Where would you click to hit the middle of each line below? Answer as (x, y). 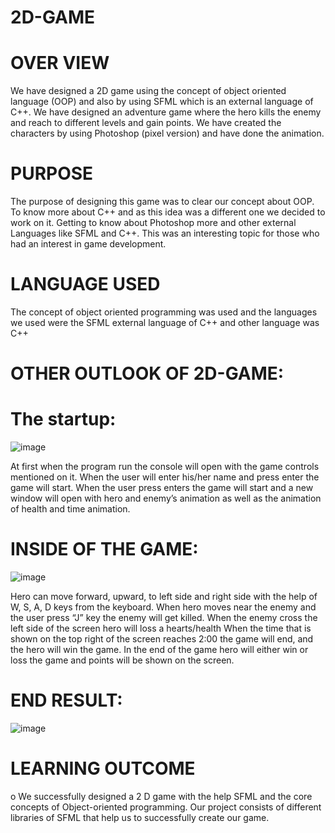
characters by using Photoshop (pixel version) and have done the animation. (167, 133)
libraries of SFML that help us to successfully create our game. (140, 817)
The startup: (63, 419)
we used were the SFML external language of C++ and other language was (165, 322)
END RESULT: (66, 700)
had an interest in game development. (88, 244)
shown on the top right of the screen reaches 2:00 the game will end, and (162, 639)
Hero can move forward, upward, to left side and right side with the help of (164, 597)
